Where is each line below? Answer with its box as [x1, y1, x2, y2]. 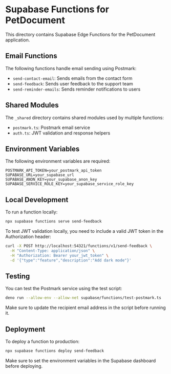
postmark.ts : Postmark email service [12, 124, 91, 130]
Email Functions [5, 52, 57, 60]
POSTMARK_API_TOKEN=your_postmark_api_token [5, 168, 102, 173]
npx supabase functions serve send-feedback [5, 219, 102, 224]
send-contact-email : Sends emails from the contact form [12, 75, 133, 81]
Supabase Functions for [5, 4, 109, 15]
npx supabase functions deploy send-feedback [5, 348, 104, 354]
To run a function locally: [5, 209, 58, 215]
